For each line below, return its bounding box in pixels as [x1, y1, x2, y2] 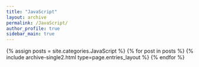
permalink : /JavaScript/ [6, 20, 68, 26]
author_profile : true [6, 25, 60, 32]
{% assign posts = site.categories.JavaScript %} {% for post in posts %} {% [6, 47, 194, 54]
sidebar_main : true [6, 31, 55, 37]
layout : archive [6, 14, 47, 20]
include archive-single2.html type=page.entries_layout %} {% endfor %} [6, 54, 185, 61]
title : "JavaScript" [6, 8, 58, 15]
